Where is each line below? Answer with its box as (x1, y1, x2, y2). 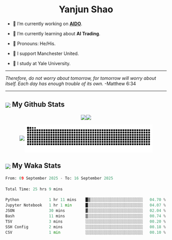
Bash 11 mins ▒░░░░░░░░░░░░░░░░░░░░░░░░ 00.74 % (5, 213, 166, 218)
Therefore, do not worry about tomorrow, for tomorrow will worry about (5, 75, 156, 81)
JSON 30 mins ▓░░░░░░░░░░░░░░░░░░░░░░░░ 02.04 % (5, 208, 166, 213)
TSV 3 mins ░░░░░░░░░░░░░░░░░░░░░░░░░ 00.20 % (5, 219, 166, 224)
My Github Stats (12, 100, 65, 109)
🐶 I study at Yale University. (12, 60, 71, 66)
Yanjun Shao (58, 4, 114, 15)
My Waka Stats (12, 162, 61, 170)
